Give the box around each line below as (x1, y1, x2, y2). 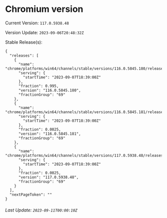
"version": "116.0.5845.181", (18, 131, 81, 136)
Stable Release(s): (5, 39, 43, 45)
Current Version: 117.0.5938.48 (5, 20, 69, 26)
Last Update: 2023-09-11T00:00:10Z (5, 207, 78, 213)
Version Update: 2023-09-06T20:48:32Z (5, 29, 84, 35)
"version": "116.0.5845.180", (18, 88, 81, 93)
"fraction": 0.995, (18, 83, 59, 88)
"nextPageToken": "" (9, 192, 52, 197)
